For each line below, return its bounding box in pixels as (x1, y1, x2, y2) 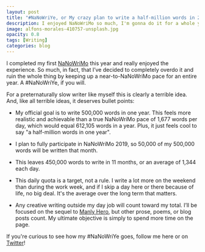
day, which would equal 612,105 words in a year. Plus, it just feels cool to (15, 122, 197, 129)
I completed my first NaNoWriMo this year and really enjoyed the (6, 59, 169, 67)
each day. (15, 165, 40, 172)
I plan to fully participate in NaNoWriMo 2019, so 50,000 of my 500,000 (15, 140, 195, 147)
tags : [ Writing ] (6, 37, 48, 43)
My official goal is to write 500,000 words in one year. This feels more (15, 109, 191, 116)
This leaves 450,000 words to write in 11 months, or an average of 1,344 (15, 158, 196, 166)
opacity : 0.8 (6, 32, 40, 38)
